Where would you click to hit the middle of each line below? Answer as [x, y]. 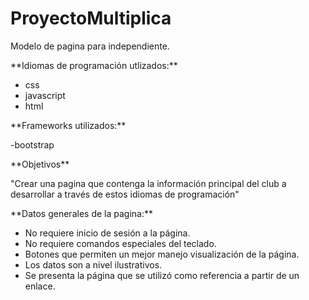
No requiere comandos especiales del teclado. [120, 243]
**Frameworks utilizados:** [68, 125]
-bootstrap [32, 144]
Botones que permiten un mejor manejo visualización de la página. [162, 254]
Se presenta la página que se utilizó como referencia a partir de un [162, 275]
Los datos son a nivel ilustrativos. [93, 264]
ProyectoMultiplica [91, 18]
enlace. [40, 286]
